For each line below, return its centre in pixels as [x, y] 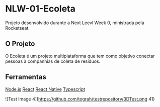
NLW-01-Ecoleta [40, 9]
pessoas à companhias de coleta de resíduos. [53, 61]
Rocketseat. [18, 28]
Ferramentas [26, 77]
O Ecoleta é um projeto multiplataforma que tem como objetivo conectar [80, 56]
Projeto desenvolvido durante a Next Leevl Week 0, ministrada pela [75, 23]
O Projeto [20, 44]
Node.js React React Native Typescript [45, 89]
